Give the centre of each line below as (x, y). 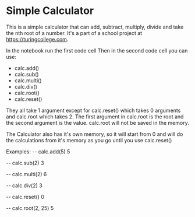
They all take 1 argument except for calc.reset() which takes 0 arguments (93, 110)
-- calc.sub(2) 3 (25, 163)
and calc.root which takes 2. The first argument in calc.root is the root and (95, 116)
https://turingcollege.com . (37, 39)
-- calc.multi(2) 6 (26, 174)
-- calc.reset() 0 (25, 197)
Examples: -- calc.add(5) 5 (38, 151)
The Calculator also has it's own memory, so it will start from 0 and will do (95, 134)
